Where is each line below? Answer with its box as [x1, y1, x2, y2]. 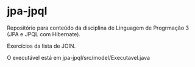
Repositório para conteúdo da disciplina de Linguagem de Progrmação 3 [7, 24, 190, 31]
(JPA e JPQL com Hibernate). [7, 30, 81, 37]
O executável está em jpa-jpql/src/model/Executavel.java [7, 54, 151, 61]
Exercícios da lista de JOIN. [7, 42, 76, 49]
